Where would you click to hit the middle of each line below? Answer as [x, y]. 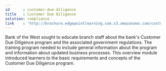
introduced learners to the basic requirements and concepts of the [73, 58]
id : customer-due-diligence [41, 10]
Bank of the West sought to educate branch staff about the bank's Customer [83, 37]
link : [15, 23]
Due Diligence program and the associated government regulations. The [79, 43]
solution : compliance [27, 19]
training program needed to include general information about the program [81, 47]
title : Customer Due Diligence [41, 14]
